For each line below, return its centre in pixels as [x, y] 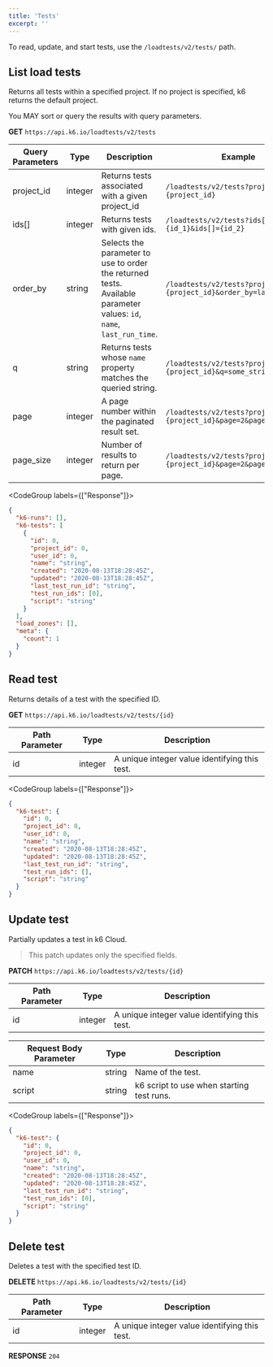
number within [129, 411]
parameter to [126, 253]
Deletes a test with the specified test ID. [75, 1266]
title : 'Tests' [34, 16]
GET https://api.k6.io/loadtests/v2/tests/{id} [91, 714]
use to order [124, 263]
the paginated [128, 422]
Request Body [55, 1048]
